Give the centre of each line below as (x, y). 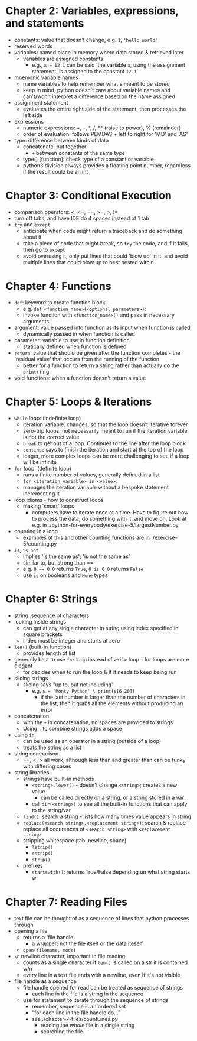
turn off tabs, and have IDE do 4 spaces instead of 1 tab (82, 218)
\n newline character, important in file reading (70, 956)
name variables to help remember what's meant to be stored (96, 83)
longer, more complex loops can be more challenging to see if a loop (106, 456)
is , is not (26, 550)
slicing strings (31, 678)
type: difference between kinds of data (61, 140)
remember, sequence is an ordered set (79, 1006)
